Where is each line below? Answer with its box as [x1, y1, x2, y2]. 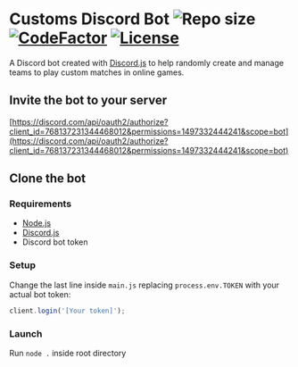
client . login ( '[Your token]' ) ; [9, 306, 126, 315]
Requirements [9, 197, 72, 210]
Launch [9, 327, 43, 339]
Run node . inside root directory [9, 347, 127, 358]
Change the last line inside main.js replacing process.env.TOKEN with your [9, 279, 279, 290]
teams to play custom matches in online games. [9, 67, 185, 78]
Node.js [21, 218, 52, 229]
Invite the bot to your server [9, 93, 168, 108]
